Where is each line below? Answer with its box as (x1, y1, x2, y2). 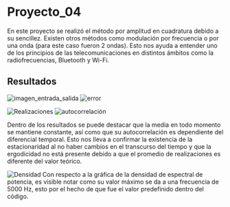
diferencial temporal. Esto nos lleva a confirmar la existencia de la (7, 135, 193, 143)
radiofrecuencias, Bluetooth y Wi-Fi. (7, 56, 110, 64)
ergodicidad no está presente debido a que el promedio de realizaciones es (7, 149, 221, 158)
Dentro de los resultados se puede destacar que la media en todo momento (7, 121, 221, 129)
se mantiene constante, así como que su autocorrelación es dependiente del (7, 127, 224, 136)
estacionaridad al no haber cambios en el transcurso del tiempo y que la (7, 142, 211, 151)
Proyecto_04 (7, 4, 82, 20)
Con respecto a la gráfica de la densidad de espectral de (42, 170, 203, 178)
